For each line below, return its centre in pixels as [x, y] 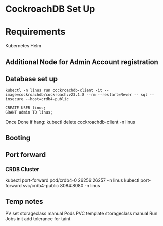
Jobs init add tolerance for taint [38, 219]
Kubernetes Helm [23, 46]
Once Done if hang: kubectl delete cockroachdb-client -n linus [70, 122]
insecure [14, 99]
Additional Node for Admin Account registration [82, 62]
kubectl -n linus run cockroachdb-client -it [54, 91]
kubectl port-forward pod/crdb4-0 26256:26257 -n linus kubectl [72, 180]
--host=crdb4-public [47, 99]
